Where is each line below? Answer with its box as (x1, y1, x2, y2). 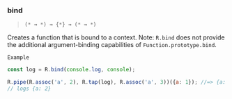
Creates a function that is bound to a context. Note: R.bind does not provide (7, 33, 225, 42)
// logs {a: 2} (7, 85, 52, 92)
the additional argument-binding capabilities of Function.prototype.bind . (7, 41, 217, 49)
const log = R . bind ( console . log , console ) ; (7, 66, 136, 73)
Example (7, 54, 30, 61)
